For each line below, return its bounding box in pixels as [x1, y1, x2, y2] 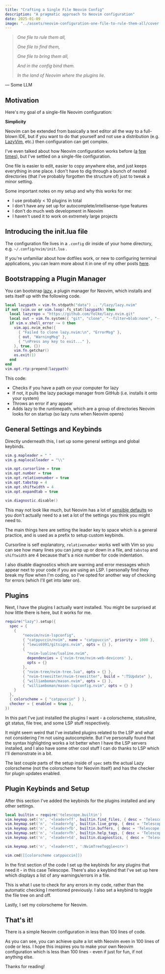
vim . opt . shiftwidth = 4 [5, 484, 54, 489]
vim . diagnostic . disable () [5, 498, 58, 503]
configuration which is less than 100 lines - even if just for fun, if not [5, 949, 143, 955]
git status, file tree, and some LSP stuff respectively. [5, 720, 110, 726]
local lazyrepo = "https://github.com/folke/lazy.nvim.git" [9, 311, 135, 317]
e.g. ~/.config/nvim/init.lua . [5, 246, 67, 251]
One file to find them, [17, 44, 60, 50]
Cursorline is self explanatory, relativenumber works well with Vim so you [5, 541, 154, 548]
